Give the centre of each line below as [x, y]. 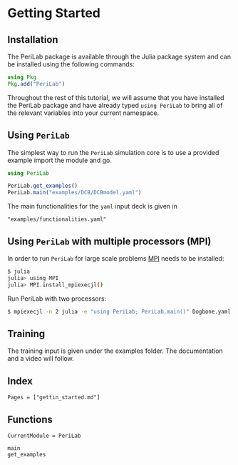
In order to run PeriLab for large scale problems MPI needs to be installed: [116, 258]
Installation [33, 40]
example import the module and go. [59, 160]
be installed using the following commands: [71, 64]
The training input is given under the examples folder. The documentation [115, 351]
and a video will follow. [41, 359]
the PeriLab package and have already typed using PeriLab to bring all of [115, 105]
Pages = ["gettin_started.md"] [54, 398]
